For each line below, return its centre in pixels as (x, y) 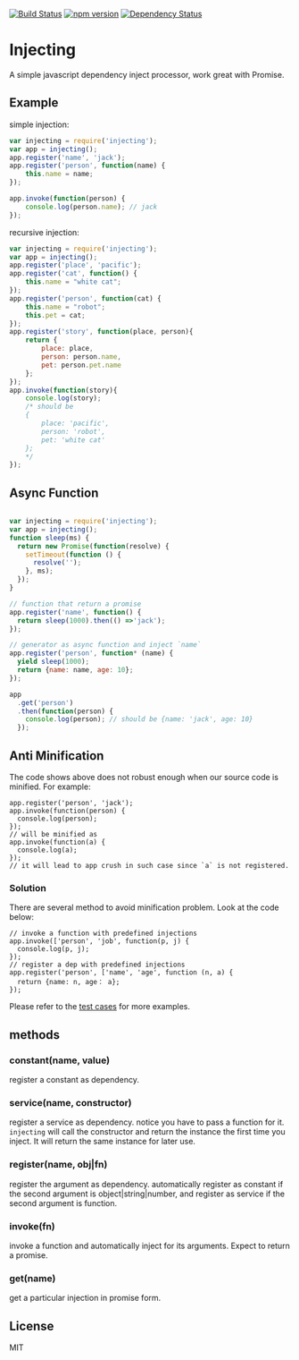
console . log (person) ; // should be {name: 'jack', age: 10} (139, 719)
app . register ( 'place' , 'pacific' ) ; (75, 265)
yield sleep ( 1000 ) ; (54, 662)
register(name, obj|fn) (58, 1165)
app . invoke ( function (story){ (63, 390)
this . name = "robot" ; (65, 307)
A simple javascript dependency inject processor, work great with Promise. (147, 74)
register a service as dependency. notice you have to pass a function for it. (147, 1122)
